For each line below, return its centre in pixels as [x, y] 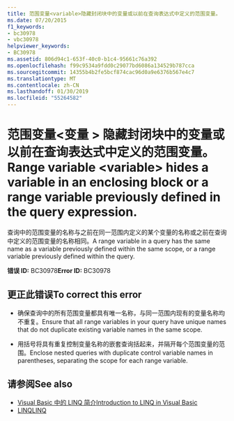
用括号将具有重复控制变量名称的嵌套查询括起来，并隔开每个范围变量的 [118, 344]
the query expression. [72, 212]
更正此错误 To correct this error [75, 295]
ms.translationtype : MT [42, 79]
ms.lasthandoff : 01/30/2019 [48, 91]
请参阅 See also [40, 384]
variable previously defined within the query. [71, 256]
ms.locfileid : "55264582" [45, 98]
